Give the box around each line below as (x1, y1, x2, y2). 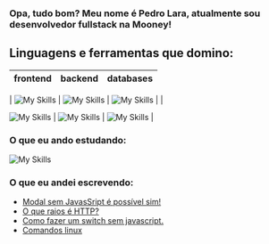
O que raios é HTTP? (21, 206, 100, 216)
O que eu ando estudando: (9, 134, 127, 146)
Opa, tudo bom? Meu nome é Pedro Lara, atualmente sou (9, 7, 261, 20)
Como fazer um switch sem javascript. (21, 216, 164, 226)
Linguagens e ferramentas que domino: (9, 45, 234, 61)
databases (106, 72, 154, 85)
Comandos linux (21, 225, 83, 236)
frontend (13, 72, 52, 85)
